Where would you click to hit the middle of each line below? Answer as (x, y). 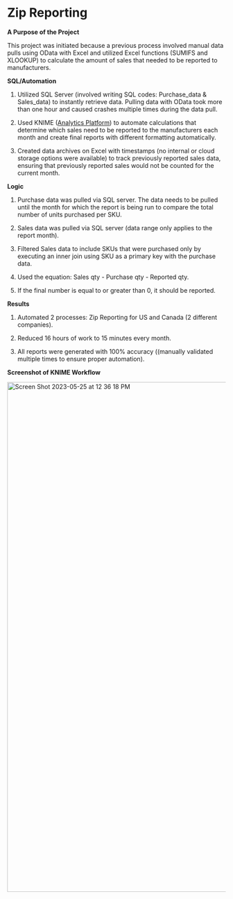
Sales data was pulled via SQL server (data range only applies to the (115, 228)
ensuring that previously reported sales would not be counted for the (115, 165)
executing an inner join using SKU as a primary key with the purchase (116, 256)
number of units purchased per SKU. (70, 214)
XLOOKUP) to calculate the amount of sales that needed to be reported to (112, 60)
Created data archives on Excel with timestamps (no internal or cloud (116, 151)
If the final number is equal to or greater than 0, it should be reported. (116, 290)
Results (18, 304)
